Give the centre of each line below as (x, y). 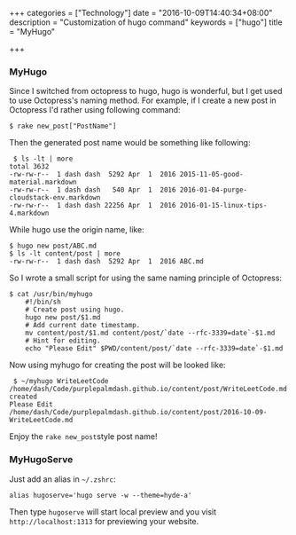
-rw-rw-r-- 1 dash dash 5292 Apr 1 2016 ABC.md (106, 262)
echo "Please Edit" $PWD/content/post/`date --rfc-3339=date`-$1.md (154, 349)
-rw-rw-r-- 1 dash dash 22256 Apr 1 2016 (93, 206)
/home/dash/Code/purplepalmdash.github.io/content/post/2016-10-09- (138, 413)
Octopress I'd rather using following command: (95, 110)
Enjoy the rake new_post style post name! (83, 437)
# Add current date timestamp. (83, 326)
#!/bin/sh (43, 302)
